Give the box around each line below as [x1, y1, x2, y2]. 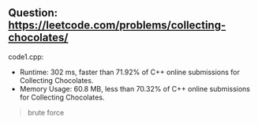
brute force [27, 107, 65, 117]
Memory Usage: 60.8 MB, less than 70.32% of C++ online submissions [19, 84, 251, 93]
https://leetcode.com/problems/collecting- [8, 19, 226, 32]
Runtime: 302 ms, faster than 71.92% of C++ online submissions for [19, 67, 241, 77]
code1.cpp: [8, 51, 44, 62]
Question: [8, 6, 58, 20]
